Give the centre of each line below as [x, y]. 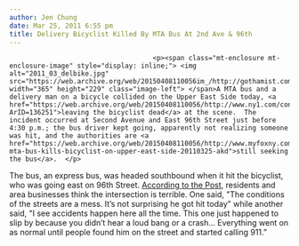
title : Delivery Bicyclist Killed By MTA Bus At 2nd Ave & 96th [131, 34]
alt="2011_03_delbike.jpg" [59, 74]
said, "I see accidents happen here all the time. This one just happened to [144, 213]
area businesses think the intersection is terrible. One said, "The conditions [147, 194]
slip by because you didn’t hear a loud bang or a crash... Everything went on [149, 223]
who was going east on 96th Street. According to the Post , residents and [142, 185]
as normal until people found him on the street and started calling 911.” [138, 233]
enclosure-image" [41, 66]
